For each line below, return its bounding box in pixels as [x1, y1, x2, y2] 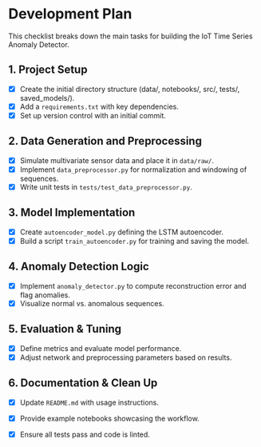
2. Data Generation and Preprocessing [8, 134, 202, 148]
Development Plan [8, 5, 132, 23]
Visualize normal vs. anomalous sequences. [19, 298, 165, 308]
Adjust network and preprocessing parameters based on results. [19, 353, 232, 362]
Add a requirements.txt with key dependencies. [19, 102, 180, 111]
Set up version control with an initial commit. [19, 110, 166, 120]
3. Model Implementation [8, 206, 136, 220]
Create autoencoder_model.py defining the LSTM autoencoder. [19, 227, 224, 237]
